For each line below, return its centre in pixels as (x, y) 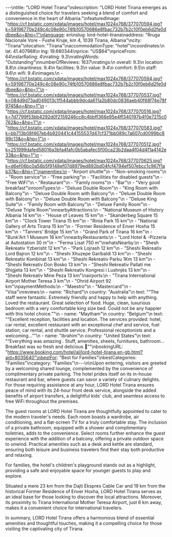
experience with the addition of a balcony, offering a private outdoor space (84, 439)
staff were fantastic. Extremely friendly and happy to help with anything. (82, 297)
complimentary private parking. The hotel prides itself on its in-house (79, 374)
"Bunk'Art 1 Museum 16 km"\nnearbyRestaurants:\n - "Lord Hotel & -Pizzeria (86, 237)
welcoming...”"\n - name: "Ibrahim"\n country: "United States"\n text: (78, 336)
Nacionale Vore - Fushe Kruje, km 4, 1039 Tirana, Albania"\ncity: (73, 40)
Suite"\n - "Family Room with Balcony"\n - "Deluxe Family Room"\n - (78, 204)
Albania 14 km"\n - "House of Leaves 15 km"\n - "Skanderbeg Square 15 (82, 215)
